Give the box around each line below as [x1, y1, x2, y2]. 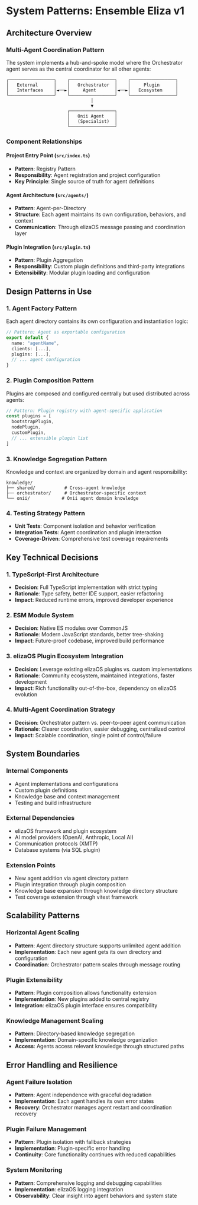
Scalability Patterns [6, 911, 80, 921]
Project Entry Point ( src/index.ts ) [6, 152, 90, 159]
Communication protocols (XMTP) [14, 840, 98, 847]
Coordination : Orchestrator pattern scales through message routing [14, 960, 181, 968]
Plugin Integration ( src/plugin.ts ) [6, 243, 90, 250]
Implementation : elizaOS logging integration [14, 1185, 124, 1193]
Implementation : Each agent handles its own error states [14, 1098, 154, 1105]
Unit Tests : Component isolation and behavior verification [14, 522, 156, 529]
